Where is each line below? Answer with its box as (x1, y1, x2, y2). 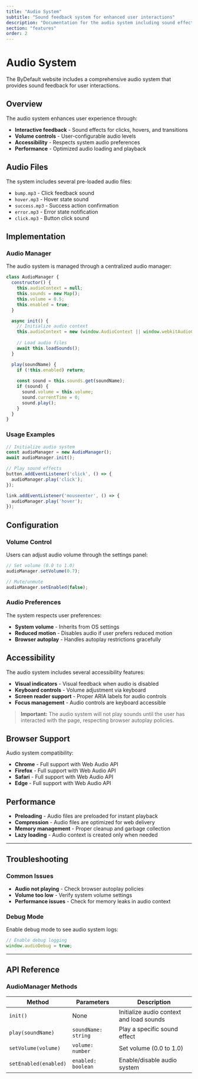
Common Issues (6, 871, 54, 880)
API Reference (6, 965, 60, 975)
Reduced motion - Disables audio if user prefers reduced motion (14, 629, 173, 636)
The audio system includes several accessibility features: (6, 669, 146, 676)
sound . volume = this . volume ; (21, 389, 94, 395)
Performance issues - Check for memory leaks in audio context (14, 897, 171, 905)
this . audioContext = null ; (16, 285, 83, 291)
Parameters (75, 997, 110, 1006)
